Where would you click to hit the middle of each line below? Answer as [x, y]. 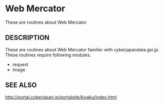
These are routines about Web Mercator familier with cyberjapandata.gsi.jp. [82, 49]
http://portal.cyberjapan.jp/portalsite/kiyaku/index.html [61, 97]
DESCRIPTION [27, 38]
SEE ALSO [21, 85]
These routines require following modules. [48, 55]
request [20, 64]
